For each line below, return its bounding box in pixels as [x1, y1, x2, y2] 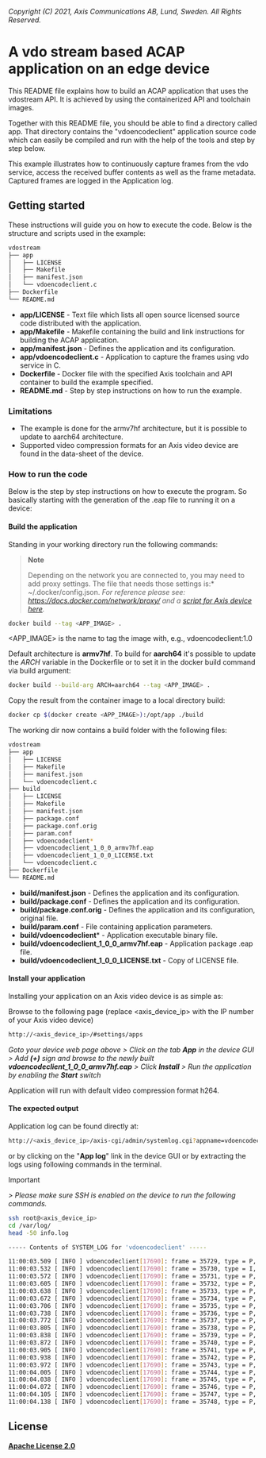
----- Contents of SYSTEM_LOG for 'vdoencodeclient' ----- [8, 1243, 207, 1252]
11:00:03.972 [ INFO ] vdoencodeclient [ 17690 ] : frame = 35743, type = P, [8, 1361, 257, 1369]
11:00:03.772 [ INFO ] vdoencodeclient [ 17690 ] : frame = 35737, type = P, [8, 1317, 257, 1325]
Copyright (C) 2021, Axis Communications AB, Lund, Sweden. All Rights [8, 7, 242, 16]
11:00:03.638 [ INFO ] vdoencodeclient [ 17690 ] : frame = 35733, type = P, [8, 1286, 257, 1295]
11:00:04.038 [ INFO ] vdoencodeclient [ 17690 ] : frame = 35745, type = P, [8, 1375, 257, 1384]
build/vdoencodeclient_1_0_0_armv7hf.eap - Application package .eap [19, 939, 253, 948]
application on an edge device [8, 60, 211, 78]
